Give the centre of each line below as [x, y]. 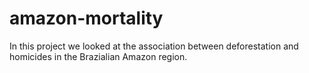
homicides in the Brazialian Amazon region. [98, 56]
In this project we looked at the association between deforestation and [154, 46]
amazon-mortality [86, 18]
